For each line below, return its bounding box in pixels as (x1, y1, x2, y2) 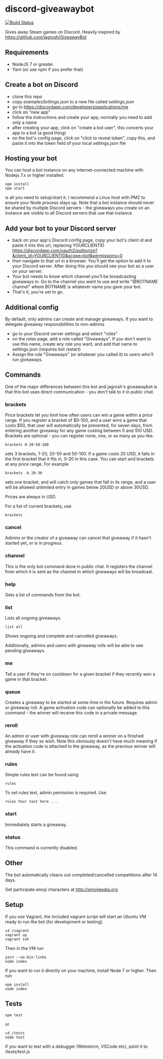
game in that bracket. (5, 676, 48, 682)
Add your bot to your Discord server (5, 224, 116, 233)
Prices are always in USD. (5, 494, 57, 500)
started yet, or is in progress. (5, 540, 63, 546)
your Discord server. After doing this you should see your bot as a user (12, 263, 154, 269)
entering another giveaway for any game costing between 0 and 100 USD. (5, 428, 153, 433)
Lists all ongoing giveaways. (5, 615, 62, 621)
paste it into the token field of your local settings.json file (12, 140, 126, 146)
